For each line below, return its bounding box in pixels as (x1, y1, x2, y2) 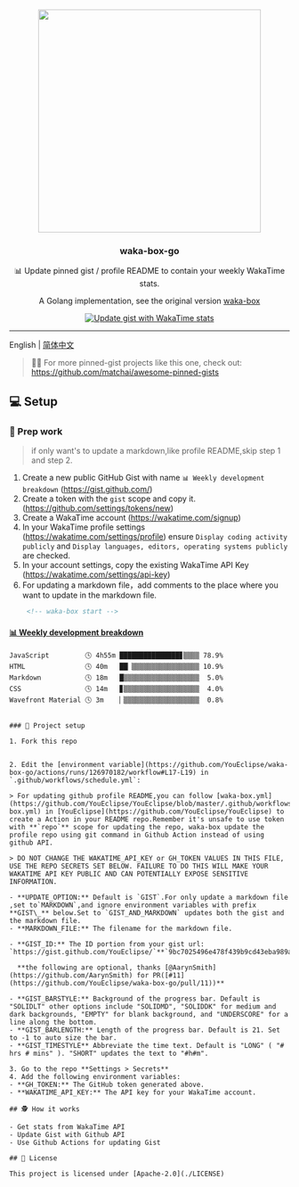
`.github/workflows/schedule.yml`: (9, 776, 141, 785)
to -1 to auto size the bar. (9, 1034, 117, 1043)
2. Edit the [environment (9, 761, 105, 770)
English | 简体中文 (9, 340, 75, 350)
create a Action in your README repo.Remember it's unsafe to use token (9, 815, 285, 824)
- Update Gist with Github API (9, 1131, 125, 1140)
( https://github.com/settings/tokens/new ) (21, 503, 174, 514)
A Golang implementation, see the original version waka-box (38, 295, 261, 307)
